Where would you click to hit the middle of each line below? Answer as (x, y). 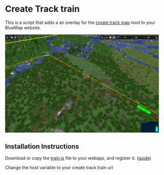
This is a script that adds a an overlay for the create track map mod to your (80, 22)
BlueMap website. (23, 27)
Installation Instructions (42, 146)
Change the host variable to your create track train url (59, 168)
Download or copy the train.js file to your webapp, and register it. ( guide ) (78, 158)
